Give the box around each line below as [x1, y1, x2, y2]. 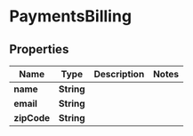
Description [93, 68, 145, 80]
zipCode [13, 112, 51, 124]
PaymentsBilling [9, 6, 132, 27]
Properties [9, 42, 69, 57]
